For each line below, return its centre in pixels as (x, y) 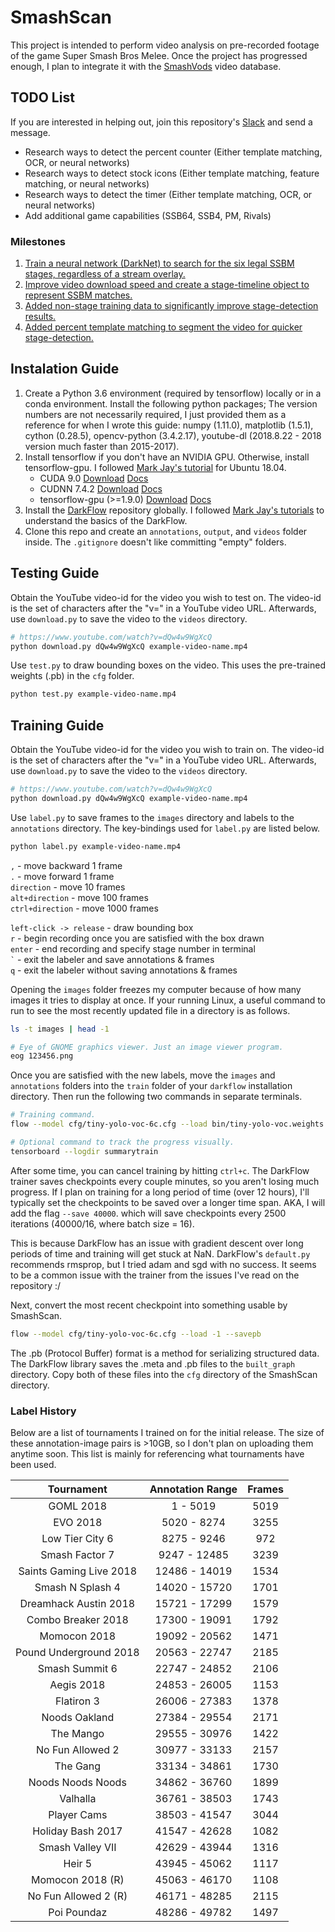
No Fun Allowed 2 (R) (77, 1896)
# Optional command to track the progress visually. (122, 1142)
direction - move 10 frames (68, 887)
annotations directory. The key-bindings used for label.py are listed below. (165, 828)
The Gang (78, 1766)
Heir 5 (78, 1864)
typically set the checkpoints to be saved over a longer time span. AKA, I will (168, 1202)
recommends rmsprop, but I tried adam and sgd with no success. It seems (163, 1264)
